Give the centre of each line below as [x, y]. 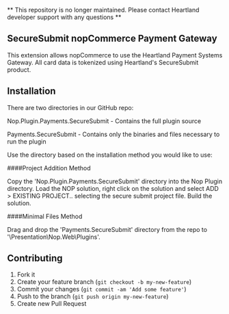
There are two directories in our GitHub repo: [70, 107]
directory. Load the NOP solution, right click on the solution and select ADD [113, 188]
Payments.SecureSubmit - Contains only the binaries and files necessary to [113, 134]
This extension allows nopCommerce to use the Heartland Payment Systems [115, 55]
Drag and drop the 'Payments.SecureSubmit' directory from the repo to [107, 229]
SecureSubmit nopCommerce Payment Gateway [112, 39]
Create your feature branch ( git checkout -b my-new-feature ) [104, 282]
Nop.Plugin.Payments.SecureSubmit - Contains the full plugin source [104, 121]
